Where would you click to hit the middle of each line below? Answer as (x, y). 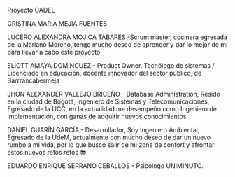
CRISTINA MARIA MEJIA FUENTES (57, 23)
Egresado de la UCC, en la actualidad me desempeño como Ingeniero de (112, 109)
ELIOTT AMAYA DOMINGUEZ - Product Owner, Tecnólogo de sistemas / (111, 65)
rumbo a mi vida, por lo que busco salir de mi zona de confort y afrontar (111, 145)
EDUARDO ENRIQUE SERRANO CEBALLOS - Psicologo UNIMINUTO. (106, 166)
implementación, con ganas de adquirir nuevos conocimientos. (98, 116)
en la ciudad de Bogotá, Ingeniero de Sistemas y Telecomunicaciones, (108, 101)
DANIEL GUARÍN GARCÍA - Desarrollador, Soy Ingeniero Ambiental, (104, 130)
